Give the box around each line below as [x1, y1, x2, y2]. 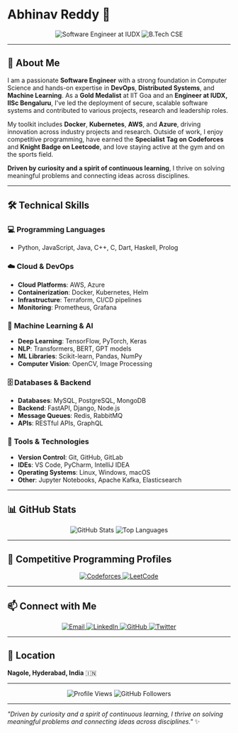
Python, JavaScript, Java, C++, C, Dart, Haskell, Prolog [17, 243, 178, 252]
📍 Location [7, 649, 55, 662]
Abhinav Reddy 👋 [7, 6, 111, 23]
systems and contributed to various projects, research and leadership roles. [7, 106, 229, 114]
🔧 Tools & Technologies [7, 436, 90, 446]
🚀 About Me [7, 57, 60, 70]
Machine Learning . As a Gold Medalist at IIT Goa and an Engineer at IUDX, [7, 91, 228, 99]
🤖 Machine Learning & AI [7, 321, 93, 331]
